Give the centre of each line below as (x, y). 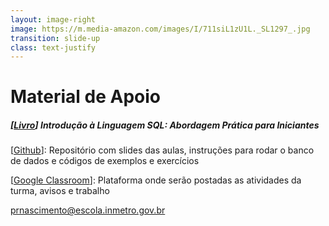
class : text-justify (53, 47)
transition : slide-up (55, 38)
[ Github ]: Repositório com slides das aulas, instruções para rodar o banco (162, 150)
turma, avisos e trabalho (60, 191)
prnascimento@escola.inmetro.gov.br (88, 210)
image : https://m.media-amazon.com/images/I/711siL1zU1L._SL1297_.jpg (160, 29)
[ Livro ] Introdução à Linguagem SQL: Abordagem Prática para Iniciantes (165, 125)
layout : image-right (53, 19)
